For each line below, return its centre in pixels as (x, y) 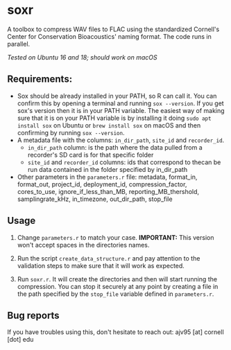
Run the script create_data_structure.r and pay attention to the (109, 258)
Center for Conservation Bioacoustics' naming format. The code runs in (109, 36)
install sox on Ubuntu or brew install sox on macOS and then (109, 125)
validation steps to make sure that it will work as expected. (101, 265)
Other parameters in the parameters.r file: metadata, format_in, (107, 177)
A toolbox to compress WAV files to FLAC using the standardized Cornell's (113, 29)
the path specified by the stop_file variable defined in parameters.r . (115, 294)
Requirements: (40, 79)
